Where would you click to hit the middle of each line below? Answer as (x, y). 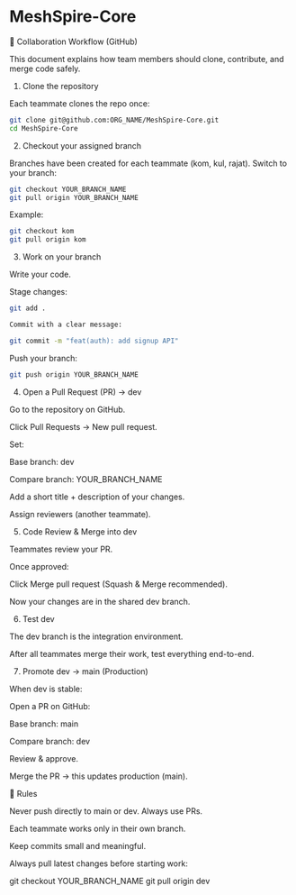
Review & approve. (44, 758)
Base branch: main (44, 724)
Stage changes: (38, 292)
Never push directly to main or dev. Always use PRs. (106, 811)
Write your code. (40, 274)
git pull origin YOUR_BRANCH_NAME (74, 197)
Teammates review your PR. (61, 549)
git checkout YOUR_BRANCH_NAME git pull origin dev (110, 881)
